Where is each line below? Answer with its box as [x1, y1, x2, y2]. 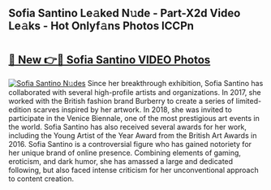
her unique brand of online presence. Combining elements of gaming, [8, 148, 242, 158]
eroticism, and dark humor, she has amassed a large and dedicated [8, 157, 234, 166]
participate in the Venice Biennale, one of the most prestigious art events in [8, 114, 260, 123]
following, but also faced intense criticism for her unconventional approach [8, 166, 259, 175]
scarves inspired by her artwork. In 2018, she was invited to [32, 105, 233, 114]
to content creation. [8, 174, 75, 184]
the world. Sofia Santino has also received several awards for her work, [8, 122, 247, 132]
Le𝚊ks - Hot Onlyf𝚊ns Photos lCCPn [8, 19, 195, 33]
